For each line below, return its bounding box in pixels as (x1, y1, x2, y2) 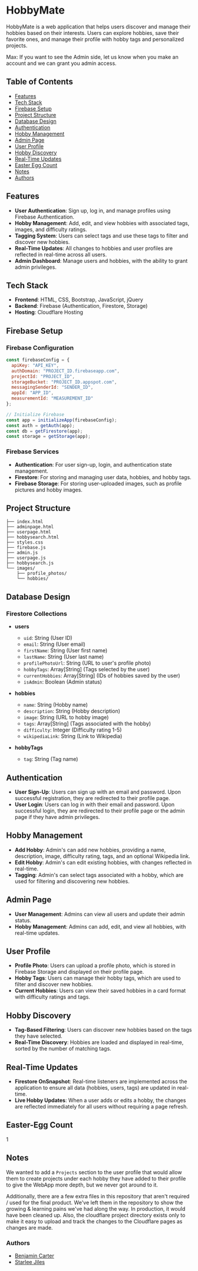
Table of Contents (6, 77, 74, 87)
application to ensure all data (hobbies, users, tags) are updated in (14, 1084, 176, 1091)
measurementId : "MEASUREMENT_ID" (11, 395, 94, 402)
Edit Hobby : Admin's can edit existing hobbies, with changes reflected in (14, 859, 192, 866)
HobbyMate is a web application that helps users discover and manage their (6, 23, 191, 30)
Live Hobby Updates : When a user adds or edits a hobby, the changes (14, 1097, 186, 1104)
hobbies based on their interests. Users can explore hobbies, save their (6, 29, 180, 36)
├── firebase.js (6, 545, 46, 551)
